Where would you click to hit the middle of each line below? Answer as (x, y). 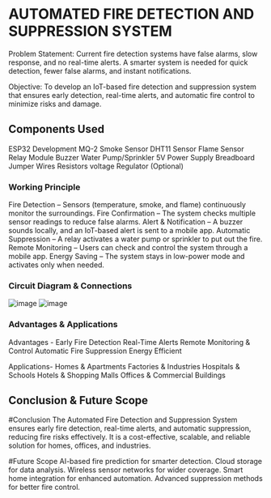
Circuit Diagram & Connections (70, 286)
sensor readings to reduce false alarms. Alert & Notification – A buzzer (126, 222)
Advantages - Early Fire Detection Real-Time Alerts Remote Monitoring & (129, 342)
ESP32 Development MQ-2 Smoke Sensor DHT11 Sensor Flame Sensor (126, 149)
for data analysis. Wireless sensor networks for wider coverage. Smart (126, 470)
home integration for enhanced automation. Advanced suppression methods (135, 479)
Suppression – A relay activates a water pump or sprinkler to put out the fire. (135, 239)
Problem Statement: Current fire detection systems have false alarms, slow (133, 53)
